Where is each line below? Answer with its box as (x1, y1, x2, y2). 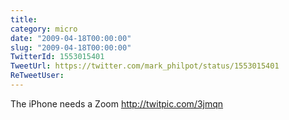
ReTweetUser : (10, 71, 65, 81)
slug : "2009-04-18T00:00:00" (10, 42, 132, 53)
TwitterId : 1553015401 (10, 52, 105, 62)
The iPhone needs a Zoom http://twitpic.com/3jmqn (10, 97, 224, 110)
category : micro (10, 24, 78, 34)
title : (10, 14, 38, 25)
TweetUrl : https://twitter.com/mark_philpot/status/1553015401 (10, 61, 280, 71)
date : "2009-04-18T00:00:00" (10, 33, 132, 43)
